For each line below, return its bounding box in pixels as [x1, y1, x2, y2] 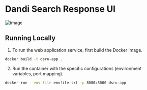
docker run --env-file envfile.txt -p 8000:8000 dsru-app [5, 80, 126, 85]
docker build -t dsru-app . [5, 57, 63, 61]
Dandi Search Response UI [5, 3, 116, 15]
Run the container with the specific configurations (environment [12, 65, 142, 71]
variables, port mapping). [12, 70, 64, 77]
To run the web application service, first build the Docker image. [12, 47, 143, 53]
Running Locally [5, 34, 56, 42]
